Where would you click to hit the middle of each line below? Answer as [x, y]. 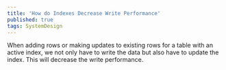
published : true [30, 20]
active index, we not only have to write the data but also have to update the [113, 52]
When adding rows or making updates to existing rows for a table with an [110, 46]
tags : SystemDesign [35, 26]
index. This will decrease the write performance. [75, 60]
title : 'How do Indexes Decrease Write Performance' [84, 13]
